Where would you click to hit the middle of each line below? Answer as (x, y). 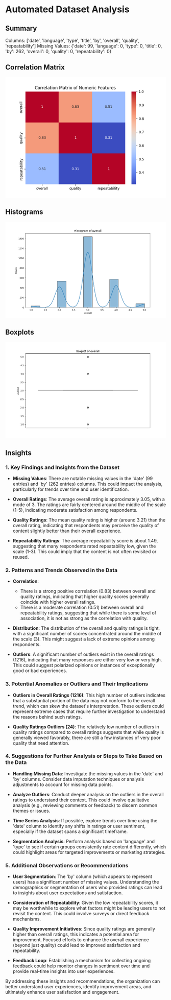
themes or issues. (31, 811)
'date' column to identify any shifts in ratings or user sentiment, (79, 826)
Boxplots (20, 332)
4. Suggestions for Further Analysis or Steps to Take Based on (84, 756)
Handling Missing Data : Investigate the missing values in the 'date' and (88, 773)
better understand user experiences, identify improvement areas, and (78, 987)
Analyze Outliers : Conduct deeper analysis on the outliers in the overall (88, 794)
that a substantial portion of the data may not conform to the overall (84, 700)
